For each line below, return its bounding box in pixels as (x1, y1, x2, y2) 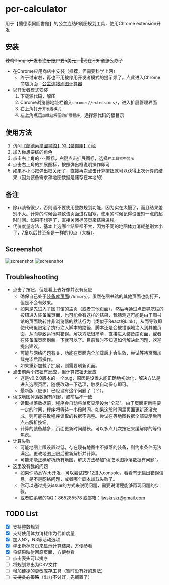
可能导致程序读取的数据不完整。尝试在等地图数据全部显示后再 (33, 413, 162, 419)
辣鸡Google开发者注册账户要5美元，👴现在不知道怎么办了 (5, 57, 123, 63)
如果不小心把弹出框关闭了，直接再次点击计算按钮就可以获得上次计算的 (12, 167, 159, 174)
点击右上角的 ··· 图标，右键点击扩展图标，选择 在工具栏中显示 (12, 155, 135, 161)
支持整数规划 (12, 523, 39, 530)
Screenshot (5, 245, 43, 253)
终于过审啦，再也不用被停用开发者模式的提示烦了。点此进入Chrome (20, 74, 160, 80)
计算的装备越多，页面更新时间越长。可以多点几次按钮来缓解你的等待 (20, 426, 162, 431)
